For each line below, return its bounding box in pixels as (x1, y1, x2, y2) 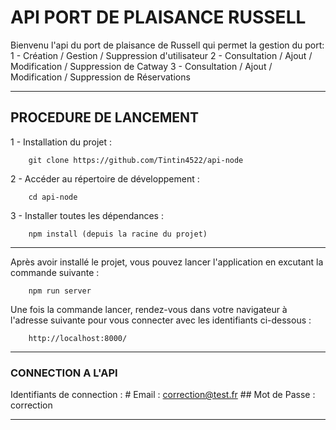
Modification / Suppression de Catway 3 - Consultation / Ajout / (10, 60, 273, 72)
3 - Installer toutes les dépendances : (10, 209, 164, 221)
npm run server (28, 286, 92, 296)
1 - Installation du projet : (10, 136, 113, 148)
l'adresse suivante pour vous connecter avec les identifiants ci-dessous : (10, 314, 312, 326)
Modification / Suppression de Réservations (10, 71, 191, 83)
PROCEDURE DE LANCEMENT (10, 109, 200, 126)
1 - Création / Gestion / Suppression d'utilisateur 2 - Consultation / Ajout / (10, 49, 313, 61)
